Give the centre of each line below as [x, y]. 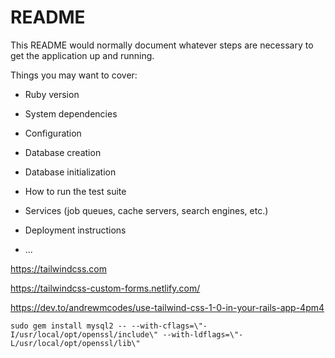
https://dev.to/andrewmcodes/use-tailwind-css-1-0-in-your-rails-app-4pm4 [167, 307]
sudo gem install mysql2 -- [69, 326]
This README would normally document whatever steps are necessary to [162, 45]
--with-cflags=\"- [169, 326]
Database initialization [70, 172]
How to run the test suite [75, 191]
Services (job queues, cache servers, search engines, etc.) [146, 210]
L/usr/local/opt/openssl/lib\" [75, 343]
